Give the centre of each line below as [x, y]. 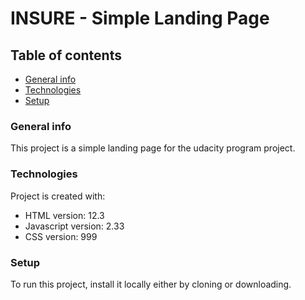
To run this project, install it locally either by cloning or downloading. [151, 284]
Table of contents [66, 55]
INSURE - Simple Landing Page [140, 18]
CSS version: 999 [61, 236]
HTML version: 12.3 [64, 215]
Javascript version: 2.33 [74, 226]
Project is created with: [58, 196]
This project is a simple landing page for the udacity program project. [153, 148]
